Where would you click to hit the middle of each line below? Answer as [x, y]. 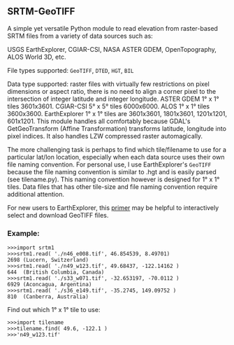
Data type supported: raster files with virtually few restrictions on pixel [108, 84]
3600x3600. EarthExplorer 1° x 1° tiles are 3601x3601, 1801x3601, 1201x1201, [117, 113]
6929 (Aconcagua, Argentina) [50, 285]
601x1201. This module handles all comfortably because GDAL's [99, 121]
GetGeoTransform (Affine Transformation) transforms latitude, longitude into [117, 128]
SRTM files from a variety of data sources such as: [80, 36]
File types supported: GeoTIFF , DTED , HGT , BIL [71, 70]
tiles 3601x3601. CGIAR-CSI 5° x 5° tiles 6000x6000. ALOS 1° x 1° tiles [109, 106]
